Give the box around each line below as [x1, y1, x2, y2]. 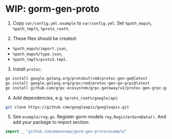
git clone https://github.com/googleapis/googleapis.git [5, 104, 130, 110]
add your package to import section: [12, 119, 90, 125]
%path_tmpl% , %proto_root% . [12, 25, 70, 31]
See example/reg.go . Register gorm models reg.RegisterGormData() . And [12, 113, 166, 120]
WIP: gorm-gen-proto [5, 3, 100, 15]
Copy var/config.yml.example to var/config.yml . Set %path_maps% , [12, 20, 152, 26]
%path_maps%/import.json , [12, 45, 68, 51]
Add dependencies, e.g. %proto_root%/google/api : [12, 95, 119, 101]
